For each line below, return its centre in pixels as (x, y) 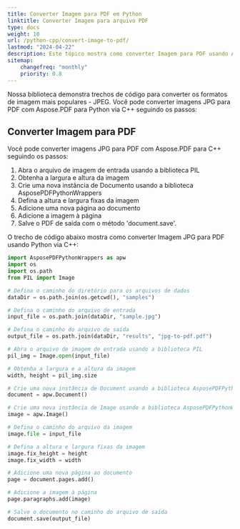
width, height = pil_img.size (52, 376)
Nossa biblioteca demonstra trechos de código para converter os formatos (117, 94)
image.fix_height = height (47, 453)
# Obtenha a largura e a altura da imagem (71, 368)
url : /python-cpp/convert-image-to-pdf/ (69, 41)
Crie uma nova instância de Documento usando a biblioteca (106, 186)
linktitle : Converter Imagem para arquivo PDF (78, 21)
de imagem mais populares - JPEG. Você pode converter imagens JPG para (119, 101)
